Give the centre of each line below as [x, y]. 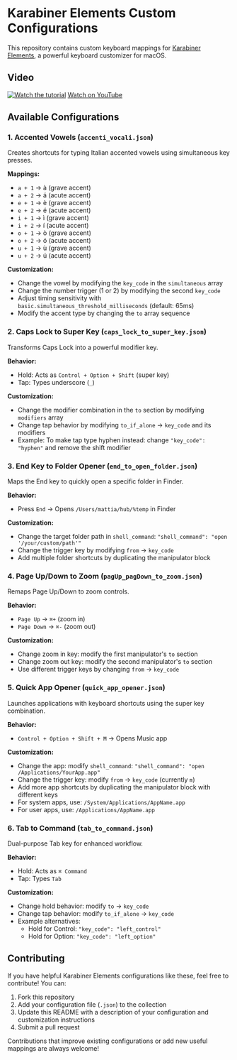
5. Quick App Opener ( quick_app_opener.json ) [86, 688]
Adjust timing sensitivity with [59, 298]
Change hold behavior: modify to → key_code [83, 906]
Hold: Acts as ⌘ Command [52, 870]
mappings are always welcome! [53, 1048]
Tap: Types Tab [39, 878]
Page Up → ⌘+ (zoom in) [51, 619]
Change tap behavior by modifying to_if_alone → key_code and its [114, 425]
